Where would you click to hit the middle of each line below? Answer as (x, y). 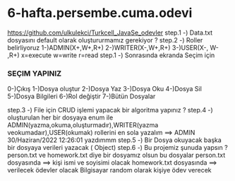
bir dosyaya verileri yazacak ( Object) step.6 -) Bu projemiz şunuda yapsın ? (117, 148)
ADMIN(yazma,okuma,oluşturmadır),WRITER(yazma (83, 125)
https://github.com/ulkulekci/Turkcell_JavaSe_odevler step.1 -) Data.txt (110, 33)
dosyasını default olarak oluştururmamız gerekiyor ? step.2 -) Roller (105, 40)
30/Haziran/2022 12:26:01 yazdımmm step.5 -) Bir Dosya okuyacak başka (115, 140)
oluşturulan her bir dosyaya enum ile (60, 117)
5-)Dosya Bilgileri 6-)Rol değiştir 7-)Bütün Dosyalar (82, 96)
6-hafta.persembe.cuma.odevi (100, 13)
